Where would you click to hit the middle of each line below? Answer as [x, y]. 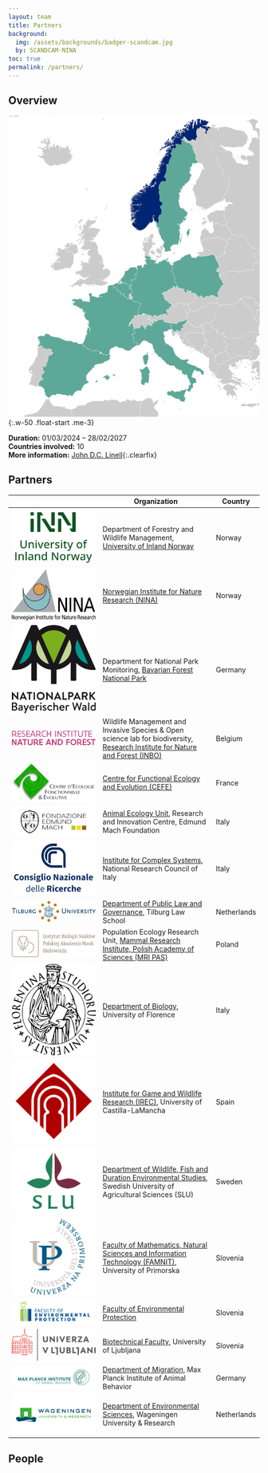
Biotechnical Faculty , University [154, 1341]
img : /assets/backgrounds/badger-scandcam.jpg [94, 42]
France [227, 782]
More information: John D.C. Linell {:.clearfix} [83, 455]
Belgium [229, 738]
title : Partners [35, 25]
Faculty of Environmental [144, 1309]
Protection [120, 1317]
